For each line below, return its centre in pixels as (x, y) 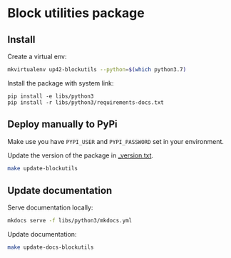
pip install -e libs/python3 (51, 96)
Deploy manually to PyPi (62, 124)
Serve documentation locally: (50, 207)
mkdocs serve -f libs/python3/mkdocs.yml (70, 221)
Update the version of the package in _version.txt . (81, 155)
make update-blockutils (43, 168)
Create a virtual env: (37, 56)
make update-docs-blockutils (51, 247)
